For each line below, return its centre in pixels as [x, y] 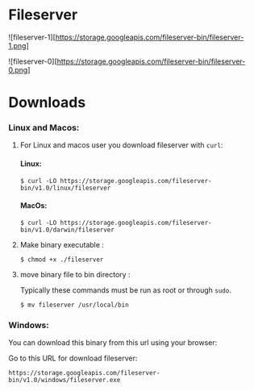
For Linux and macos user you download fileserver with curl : [121, 145]
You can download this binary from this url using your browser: [113, 343]
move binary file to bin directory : [75, 274]
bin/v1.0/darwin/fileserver [67, 230]
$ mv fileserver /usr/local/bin [74, 305]
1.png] [19, 45]
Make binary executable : [62, 244]
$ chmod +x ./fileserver [62, 260]
